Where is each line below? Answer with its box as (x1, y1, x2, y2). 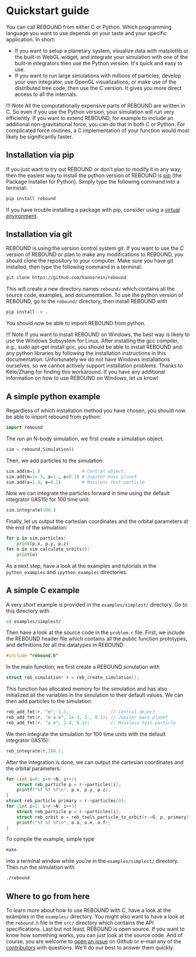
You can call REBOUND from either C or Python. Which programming (6, 23, 172, 30)
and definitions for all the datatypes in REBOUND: (6, 642, 125, 649)
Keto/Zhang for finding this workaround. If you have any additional (6, 369, 166, 376)
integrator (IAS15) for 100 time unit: (6, 496, 90, 503)
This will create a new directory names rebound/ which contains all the (6, 285, 175, 292)
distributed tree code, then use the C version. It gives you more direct (14, 84, 182, 91)
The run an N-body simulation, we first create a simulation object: (6, 435, 164, 442)
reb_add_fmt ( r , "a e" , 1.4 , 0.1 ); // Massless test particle (6, 720, 176, 726)
